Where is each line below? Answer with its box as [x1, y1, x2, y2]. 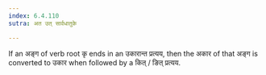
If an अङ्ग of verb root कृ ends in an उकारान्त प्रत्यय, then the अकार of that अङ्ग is [8, 48, 258, 58]
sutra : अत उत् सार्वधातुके [8, 19, 77, 27]
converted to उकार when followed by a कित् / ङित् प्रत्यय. [8, 57, 181, 67]
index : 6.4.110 [8, 11, 60, 20]
